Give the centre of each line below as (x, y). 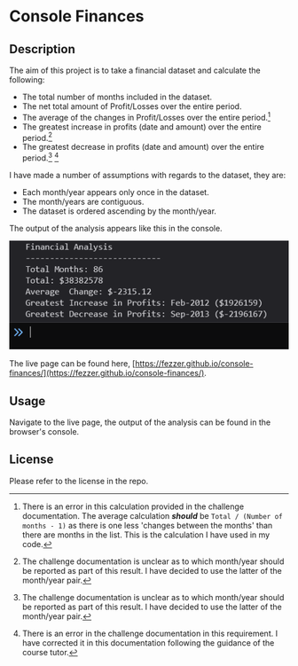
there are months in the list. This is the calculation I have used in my (146, 535)
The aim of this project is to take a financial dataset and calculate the (135, 70)
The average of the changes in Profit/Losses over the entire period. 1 (146, 117)
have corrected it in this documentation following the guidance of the (148, 642)
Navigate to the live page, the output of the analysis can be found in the (140, 422)
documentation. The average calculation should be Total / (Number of (152, 515)
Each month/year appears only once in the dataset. (116, 192)
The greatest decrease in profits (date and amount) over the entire (143, 147)
